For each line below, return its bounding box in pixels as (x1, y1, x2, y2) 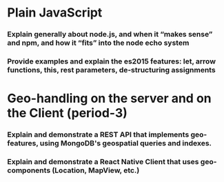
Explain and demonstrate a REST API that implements (7, 130, 190, 139)
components (7, 165, 51, 175)
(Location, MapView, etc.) (51, 165, 140, 175)
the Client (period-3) (7, 105, 128, 121)
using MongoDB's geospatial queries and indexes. (39, 139, 212, 148)
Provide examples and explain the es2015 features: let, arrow (7, 57, 216, 66)
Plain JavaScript (7, 5, 103, 21)
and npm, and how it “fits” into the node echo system (7, 38, 190, 48)
